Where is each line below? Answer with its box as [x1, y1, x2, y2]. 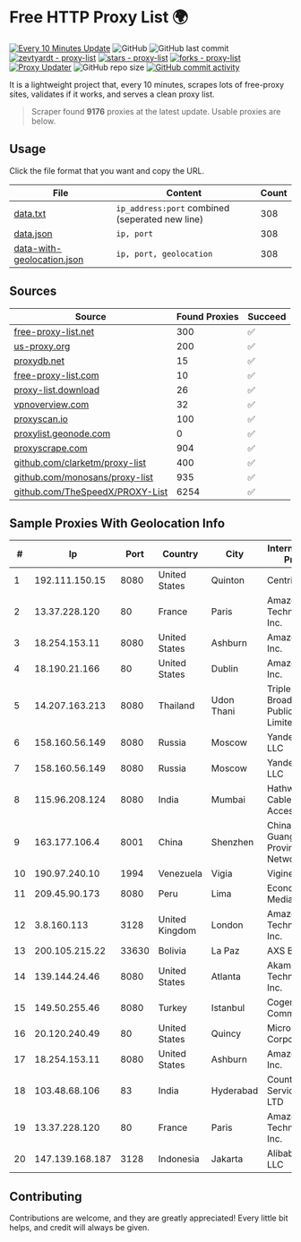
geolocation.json [13, 253, 84, 265]
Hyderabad [211, 1084, 259, 1097]
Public [267, 705, 294, 717]
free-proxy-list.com [13, 369, 100, 381]
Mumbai [211, 793, 246, 806]
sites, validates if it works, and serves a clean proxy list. [9, 89, 215, 99]
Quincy [211, 1027, 242, 1040]
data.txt [13, 207, 47, 219]
